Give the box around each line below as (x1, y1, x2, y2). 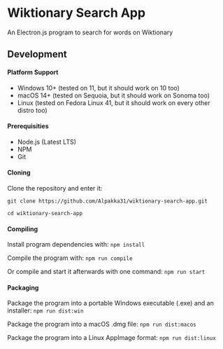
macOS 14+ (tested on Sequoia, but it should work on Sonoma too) (17, 91, 210, 100)
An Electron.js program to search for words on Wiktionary (7, 28, 173, 36)
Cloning (7, 168, 31, 177)
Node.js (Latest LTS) (17, 137, 77, 146)
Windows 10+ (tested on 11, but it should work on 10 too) (17, 83, 180, 92)
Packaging (7, 283, 39, 292)
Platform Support (7, 68, 59, 76)
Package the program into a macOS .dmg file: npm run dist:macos (7, 320, 197, 329)
